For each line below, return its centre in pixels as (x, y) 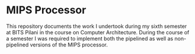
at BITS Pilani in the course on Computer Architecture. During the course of (98, 32)
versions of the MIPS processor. (69, 45)
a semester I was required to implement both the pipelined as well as (90, 38)
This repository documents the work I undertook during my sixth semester (97, 26)
